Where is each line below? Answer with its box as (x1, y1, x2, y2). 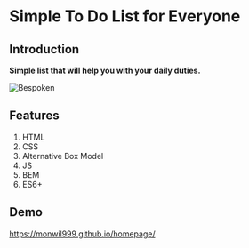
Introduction (9, 42, 80, 57)
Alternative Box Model (21, 150, 104, 161)
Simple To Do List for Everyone (9, 6, 241, 27)
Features (9, 108, 60, 124)
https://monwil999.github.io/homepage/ (9, 228, 156, 239)
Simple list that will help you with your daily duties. (9, 65, 201, 76)
